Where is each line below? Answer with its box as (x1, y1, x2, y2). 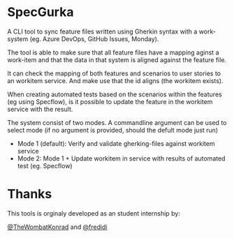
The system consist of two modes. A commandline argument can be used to (7, 118, 227, 126)
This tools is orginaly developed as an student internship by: (7, 209, 180, 217)
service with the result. (7, 105, 73, 113)
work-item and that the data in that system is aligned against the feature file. (7, 55, 227, 64)
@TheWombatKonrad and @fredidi (7, 223, 108, 231)
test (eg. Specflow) (17, 161, 73, 170)
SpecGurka (7, 4, 74, 20)
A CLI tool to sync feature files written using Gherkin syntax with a (7, 27, 198, 36)
